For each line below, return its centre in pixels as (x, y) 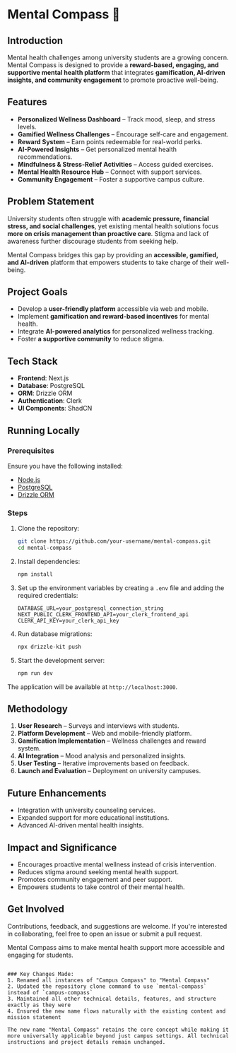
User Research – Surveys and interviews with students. (98, 726)
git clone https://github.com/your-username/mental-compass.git (114, 541)
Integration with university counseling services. (86, 810)
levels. (27, 127)
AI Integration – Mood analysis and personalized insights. (101, 756)
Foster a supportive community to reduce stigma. (91, 339)
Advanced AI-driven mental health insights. (81, 825)
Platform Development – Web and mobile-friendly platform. (105, 734)
